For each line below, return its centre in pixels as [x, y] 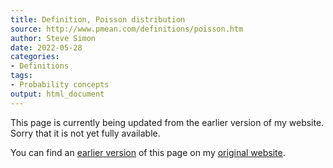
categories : [35, 57]
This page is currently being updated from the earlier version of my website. [167, 122]
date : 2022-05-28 [46, 47]
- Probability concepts [60, 85]
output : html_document [57, 94]
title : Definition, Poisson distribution [98, 19]
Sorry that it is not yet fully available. [85, 133]
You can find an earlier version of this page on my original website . [148, 152]
